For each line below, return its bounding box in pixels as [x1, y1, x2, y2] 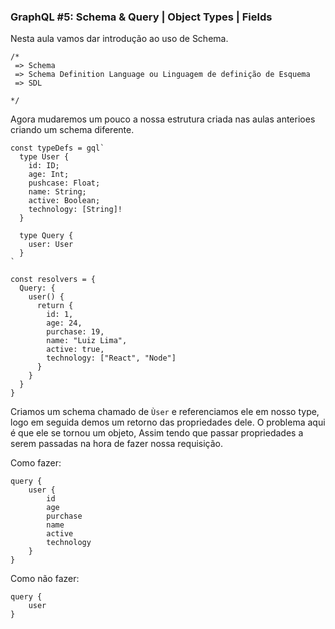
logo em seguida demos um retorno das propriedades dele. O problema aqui [10, 416, 326, 429]
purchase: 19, [46, 327, 105, 337]
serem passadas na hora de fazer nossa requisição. [10, 438, 224, 450]
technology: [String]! [28, 205, 123, 215]
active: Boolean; [28, 196, 101, 206]
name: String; [28, 187, 87, 197]
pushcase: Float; [28, 178, 101, 189]
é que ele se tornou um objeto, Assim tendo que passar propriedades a [10, 427, 304, 439]
